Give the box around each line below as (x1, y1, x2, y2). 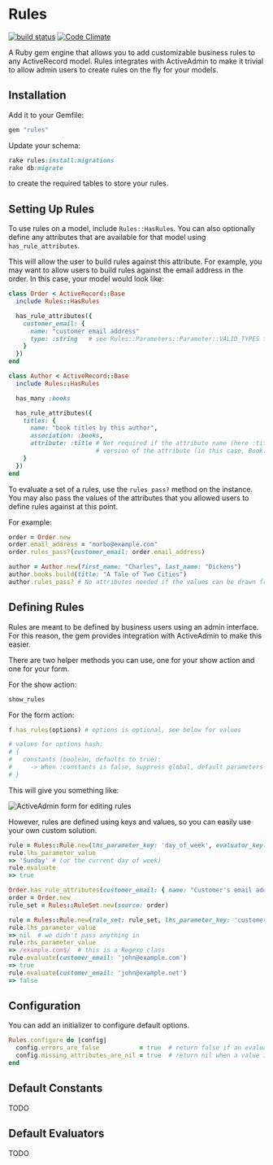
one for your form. (8, 664, 70, 674)
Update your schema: (8, 140, 81, 151)
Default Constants (8, 1081, 103, 1095)
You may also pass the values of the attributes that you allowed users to (8, 493, 249, 503)
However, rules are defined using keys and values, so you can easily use (8, 817, 252, 827)
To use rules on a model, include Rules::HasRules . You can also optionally (8, 224, 256, 233)
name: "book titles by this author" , (29, 424, 158, 432)
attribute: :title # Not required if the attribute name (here (29, 439, 249, 447)
